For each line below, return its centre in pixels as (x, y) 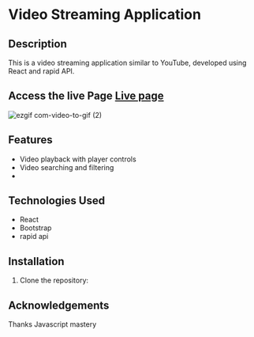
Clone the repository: (54, 280)
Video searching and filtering (67, 167)
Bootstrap (35, 228)
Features (30, 140)
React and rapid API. (41, 71)
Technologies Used (56, 201)
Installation (36, 261)
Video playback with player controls (78, 159)
